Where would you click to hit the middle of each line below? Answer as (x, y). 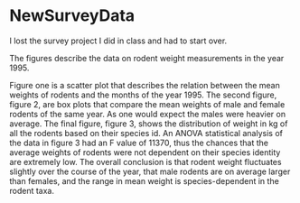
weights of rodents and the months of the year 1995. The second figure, (143, 95)
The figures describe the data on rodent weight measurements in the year (147, 58)
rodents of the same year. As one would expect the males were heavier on (148, 114)
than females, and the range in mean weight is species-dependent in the (145, 180)
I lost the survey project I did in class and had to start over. (118, 41)
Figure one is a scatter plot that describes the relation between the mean (145, 85)
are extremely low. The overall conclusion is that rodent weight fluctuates (145, 161)
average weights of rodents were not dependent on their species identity (145, 152)
